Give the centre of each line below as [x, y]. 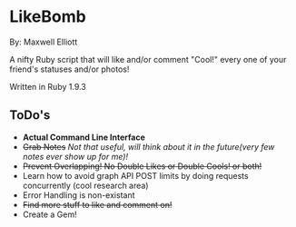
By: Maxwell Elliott [44, 42]
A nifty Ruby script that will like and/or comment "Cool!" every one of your [148, 59]
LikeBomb [48, 17]
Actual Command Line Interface [84, 137]
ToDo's [30, 115]
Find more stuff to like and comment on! [97, 204]
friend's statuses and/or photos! [69, 69]
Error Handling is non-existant [79, 195]
